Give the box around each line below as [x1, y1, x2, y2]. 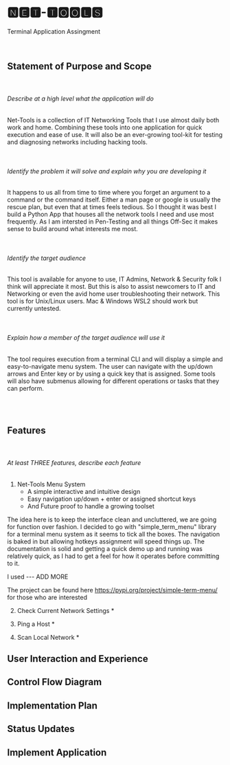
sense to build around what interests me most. [7, 225, 139, 233]
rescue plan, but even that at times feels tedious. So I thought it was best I [7, 203, 216, 211]
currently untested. [7, 304, 61, 313]
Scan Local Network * [16, 633, 80, 641]
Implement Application [7, 746, 107, 758]
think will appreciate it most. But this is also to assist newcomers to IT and [7, 283, 216, 291]
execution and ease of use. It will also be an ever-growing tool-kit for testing [7, 130, 223, 138]
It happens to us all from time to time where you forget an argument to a [7, 188, 211, 197]
